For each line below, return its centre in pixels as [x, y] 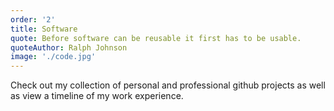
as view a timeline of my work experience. [97, 96]
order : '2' [33, 19]
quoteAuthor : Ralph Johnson [69, 47]
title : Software [44, 29]
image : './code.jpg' [53, 57]
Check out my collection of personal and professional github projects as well [168, 85]
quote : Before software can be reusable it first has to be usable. [156, 38]
